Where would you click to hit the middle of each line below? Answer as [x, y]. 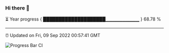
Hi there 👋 [18, 8]
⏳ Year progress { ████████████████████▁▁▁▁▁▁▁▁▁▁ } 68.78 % [83, 19]
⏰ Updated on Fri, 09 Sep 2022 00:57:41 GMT [53, 35]
